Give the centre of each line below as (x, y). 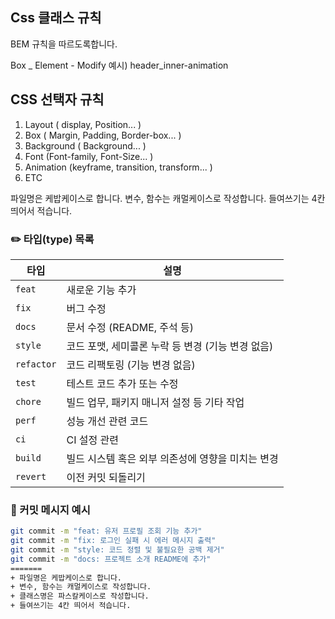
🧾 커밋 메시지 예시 (50, 510)
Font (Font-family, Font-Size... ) (89, 156)
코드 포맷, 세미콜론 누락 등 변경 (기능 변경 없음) (170, 346)
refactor (36, 364)
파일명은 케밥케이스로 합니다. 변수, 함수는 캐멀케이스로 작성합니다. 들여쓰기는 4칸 (168, 198)
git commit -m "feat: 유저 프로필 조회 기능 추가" (106, 531)
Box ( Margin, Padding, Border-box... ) (103, 135)
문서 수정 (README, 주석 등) (130, 327)
